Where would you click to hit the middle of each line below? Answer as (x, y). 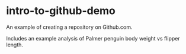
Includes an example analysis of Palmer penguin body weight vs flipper (93, 38)
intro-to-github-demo (61, 11)
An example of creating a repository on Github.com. (69, 27)
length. (15, 45)
